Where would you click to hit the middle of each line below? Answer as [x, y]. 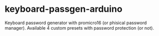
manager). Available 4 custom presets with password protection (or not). [79, 28]
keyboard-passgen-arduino [64, 9]
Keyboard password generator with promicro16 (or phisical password [76, 23]
